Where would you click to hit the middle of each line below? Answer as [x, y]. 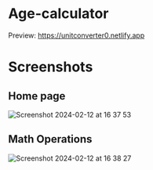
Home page [37, 96]
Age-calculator [58, 14]
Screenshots [51, 67]
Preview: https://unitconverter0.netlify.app [76, 35]
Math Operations [50, 139]
